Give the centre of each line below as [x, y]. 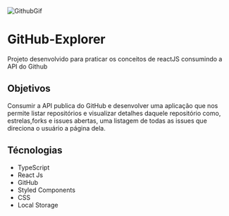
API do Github [27, 66]
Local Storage [38, 205]
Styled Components [47, 190]
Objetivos [29, 89]
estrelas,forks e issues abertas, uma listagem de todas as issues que [107, 121]
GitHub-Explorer [56, 40]
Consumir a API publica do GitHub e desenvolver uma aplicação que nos [113, 105]
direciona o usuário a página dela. [56, 128]
